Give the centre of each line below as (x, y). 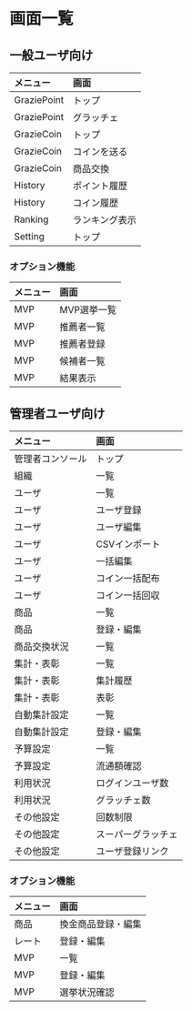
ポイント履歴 (100, 186)
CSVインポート (128, 544)
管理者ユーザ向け (57, 414)
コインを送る (100, 152)
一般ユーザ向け (51, 55)
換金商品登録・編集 (101, 925)
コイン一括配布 (128, 579)
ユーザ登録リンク (132, 852)
